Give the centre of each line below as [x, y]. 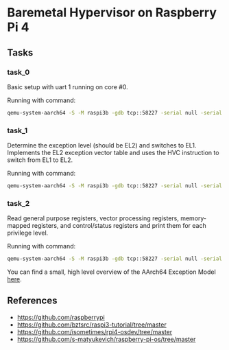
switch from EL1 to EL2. [40, 160]
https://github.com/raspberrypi [61, 317]
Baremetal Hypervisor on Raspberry [112, 13]
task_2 [19, 203]
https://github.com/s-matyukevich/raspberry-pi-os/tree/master [106, 339]
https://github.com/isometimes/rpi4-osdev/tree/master [95, 331]
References [32, 301]
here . [14, 279]
